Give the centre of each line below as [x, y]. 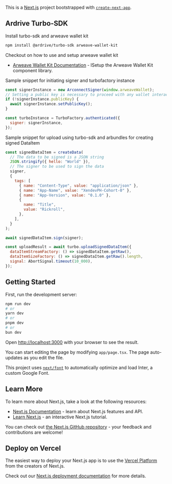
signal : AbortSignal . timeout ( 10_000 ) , [51, 261]
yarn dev [15, 313]
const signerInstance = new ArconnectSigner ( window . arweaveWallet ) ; [80, 90]
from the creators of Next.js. [35, 466]
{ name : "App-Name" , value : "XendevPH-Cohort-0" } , [75, 190]
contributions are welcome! [34, 432]
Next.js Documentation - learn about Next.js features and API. [78, 411]
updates [14, 357]
